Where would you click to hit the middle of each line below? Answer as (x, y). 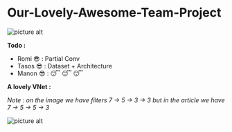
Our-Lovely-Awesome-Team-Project (114, 13)
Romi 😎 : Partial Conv (48, 58)
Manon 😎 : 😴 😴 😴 (50, 73)
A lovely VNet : (29, 86)
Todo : (17, 45)
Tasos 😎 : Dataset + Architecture (65, 66)
